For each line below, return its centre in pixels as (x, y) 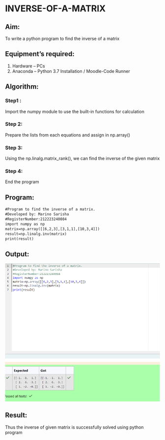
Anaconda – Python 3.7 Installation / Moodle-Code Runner (71, 71)
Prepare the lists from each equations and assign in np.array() (68, 135)
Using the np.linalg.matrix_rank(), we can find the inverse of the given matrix (82, 159)
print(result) (20, 239)
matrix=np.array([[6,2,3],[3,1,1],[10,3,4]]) (52, 229)
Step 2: (14, 124)
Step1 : (13, 101)
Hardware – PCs (28, 66)
